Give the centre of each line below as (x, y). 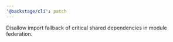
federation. (19, 34)
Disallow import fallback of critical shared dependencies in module (86, 28)
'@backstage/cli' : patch (36, 11)
